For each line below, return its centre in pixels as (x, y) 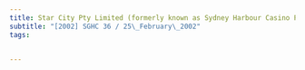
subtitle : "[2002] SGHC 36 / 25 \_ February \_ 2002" (105, 26)
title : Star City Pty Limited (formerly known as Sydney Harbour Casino (150, 18)
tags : (20, 35)
